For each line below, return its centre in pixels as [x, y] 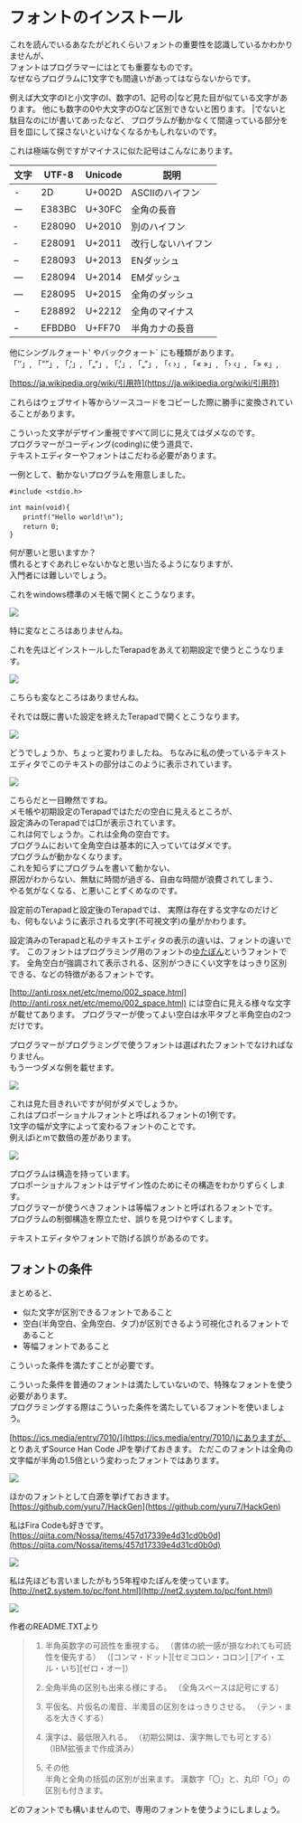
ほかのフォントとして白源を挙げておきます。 [92, 1496]
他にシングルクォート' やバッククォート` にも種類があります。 [124, 352]
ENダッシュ [155, 260]
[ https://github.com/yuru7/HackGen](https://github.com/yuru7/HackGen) [145, 1507]
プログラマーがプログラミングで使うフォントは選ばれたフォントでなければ [147, 1044]
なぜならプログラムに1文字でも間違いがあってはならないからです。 [133, 78]
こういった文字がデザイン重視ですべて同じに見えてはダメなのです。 [134, 432]
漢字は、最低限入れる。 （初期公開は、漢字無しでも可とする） [160, 1737]
